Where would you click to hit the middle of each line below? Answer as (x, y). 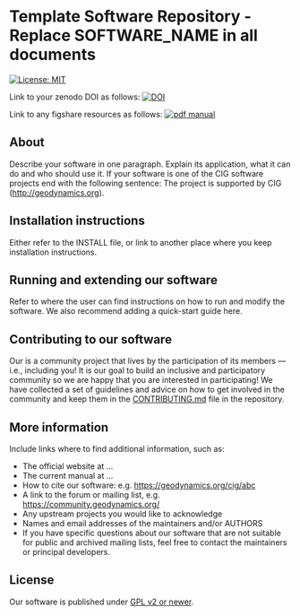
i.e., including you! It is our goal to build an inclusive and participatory (137, 370)
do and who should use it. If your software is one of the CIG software (137, 173)
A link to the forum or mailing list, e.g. (91, 495)
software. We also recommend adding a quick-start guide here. (126, 311)
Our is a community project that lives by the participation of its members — (148, 361)
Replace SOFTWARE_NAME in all (133, 35)
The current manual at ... (68, 476)
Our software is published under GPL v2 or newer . (102, 602)
